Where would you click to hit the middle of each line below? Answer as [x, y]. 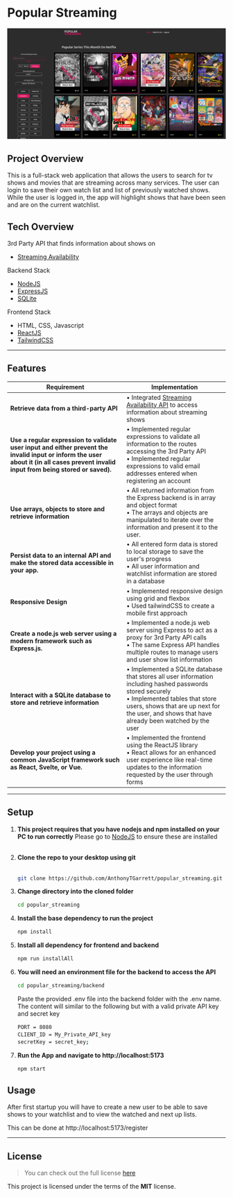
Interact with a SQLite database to [60, 695]
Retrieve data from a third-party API [64, 408]
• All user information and [163, 567]
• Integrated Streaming [159, 397]
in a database [146, 581]
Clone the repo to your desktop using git [77, 857]
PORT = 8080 [34, 1027]
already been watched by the [168, 721]
